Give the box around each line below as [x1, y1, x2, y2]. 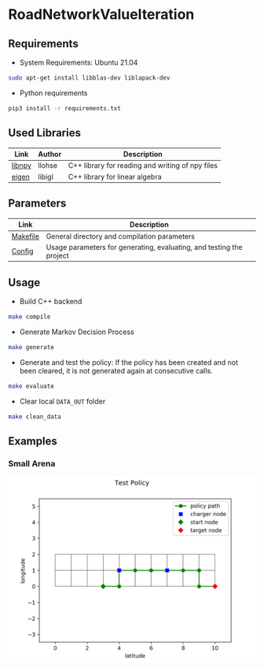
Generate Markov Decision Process [19, 327, 135, 336]
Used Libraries [8, 126, 81, 139]
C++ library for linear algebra [68, 172, 163, 181]
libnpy [11, 161, 31, 170]
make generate [8, 344, 55, 351]
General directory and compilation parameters [46, 231, 195, 241]
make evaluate [8, 382, 55, 390]
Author [38, 150, 62, 159]
